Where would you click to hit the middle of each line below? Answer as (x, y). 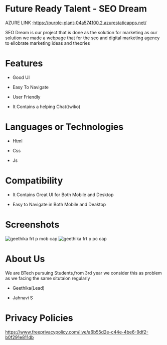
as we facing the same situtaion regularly (48, 278)
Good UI (21, 77)
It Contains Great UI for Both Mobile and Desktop (63, 195)
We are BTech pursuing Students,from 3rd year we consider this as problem (83, 273)
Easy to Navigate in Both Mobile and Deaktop (59, 204)
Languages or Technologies (64, 127)
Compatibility (34, 181)
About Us (25, 259)
